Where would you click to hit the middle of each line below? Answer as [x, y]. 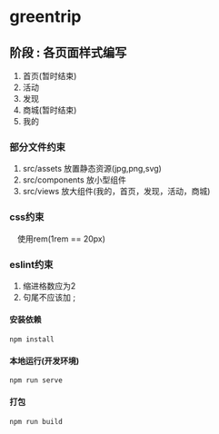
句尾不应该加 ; [49, 297]
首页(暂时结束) [50, 76]
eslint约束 [31, 264]
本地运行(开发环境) [45, 360]
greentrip [45, 17]
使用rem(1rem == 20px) [62, 239]
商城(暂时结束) [50, 110]
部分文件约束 [38, 147]
